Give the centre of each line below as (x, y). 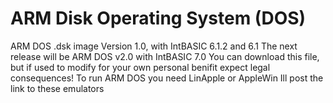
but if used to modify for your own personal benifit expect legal (140, 67)
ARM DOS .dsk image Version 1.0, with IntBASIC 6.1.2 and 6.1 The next (154, 46)
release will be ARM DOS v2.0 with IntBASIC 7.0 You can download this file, (165, 56)
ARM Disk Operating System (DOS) (158, 18)
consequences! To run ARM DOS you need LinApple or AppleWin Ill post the (167, 78)
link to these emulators (57, 88)
